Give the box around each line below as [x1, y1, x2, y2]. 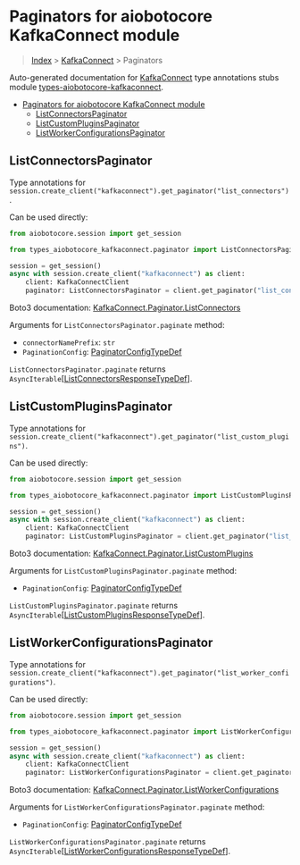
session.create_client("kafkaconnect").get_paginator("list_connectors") [9, 186, 290, 196]
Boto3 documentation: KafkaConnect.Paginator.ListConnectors [9, 302, 241, 313]
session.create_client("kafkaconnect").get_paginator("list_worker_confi [9, 668, 290, 677]
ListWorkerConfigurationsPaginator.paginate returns [9, 836, 206, 847]
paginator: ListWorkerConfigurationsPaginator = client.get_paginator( [25, 768, 297, 777]
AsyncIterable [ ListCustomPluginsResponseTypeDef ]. [9, 609, 205, 620]
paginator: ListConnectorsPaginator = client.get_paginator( [25, 286, 257, 296]
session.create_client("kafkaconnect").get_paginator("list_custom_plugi [9, 432, 290, 441]
